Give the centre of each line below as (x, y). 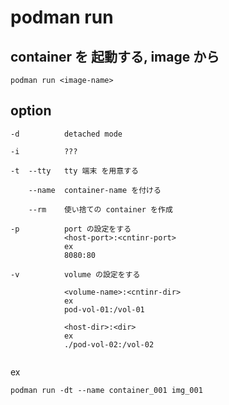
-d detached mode (66, 134)
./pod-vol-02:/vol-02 (109, 344)
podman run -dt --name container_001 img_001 (106, 390)
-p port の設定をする (71, 229)
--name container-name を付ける (95, 190)
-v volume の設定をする (75, 274)
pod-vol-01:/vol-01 (104, 309)
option (31, 111)
